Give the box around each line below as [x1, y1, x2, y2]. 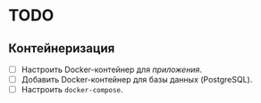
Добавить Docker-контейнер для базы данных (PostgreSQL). [21, 75, 253, 85]
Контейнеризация [8, 41, 115, 56]
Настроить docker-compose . [21, 84, 123, 95]
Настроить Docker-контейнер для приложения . [21, 64, 203, 75]
